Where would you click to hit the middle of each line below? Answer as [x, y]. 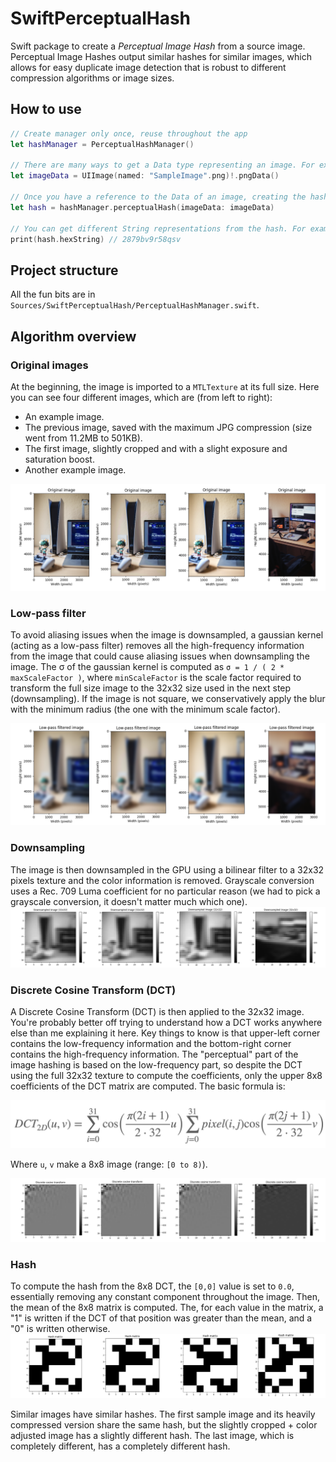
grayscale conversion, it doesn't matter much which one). [129, 901]
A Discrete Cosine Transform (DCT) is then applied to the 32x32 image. [157, 1011]
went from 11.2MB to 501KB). [83, 438]
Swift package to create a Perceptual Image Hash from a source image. [158, 46]
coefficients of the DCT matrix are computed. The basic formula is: [148, 1086]
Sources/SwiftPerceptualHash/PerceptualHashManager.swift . [135, 305]
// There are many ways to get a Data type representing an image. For [162, 165]
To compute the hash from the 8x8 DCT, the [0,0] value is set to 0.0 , [152, 1286]
